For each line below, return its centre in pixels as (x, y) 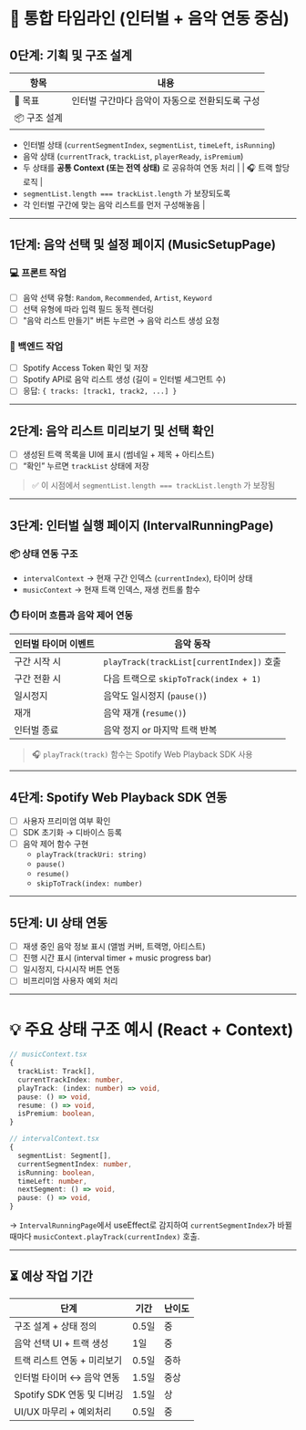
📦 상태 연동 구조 (44, 554)
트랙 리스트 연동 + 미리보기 (68, 1360)
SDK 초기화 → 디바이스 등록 (72, 833)
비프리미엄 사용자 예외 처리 (70, 980)
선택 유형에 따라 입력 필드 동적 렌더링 (88, 309)
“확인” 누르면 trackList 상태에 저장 (86, 466)
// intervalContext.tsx (55, 1139)
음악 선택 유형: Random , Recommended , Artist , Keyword (117, 297)
